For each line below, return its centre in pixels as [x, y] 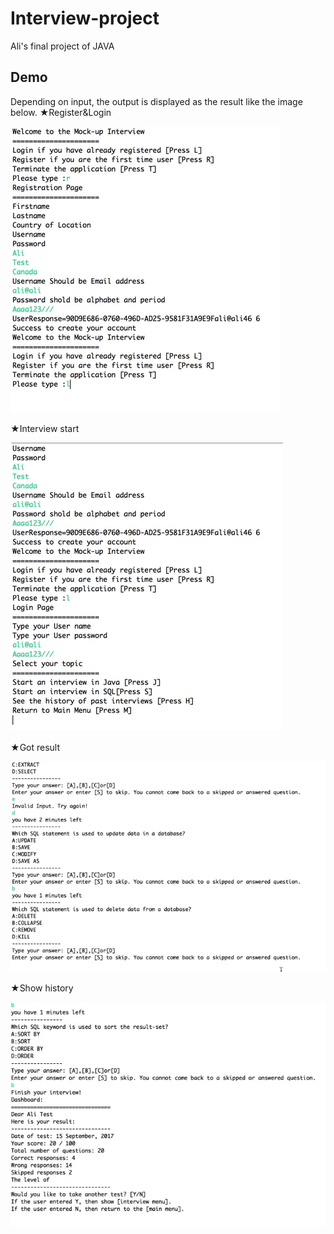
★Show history [42, 988]
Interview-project [85, 18]
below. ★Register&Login [61, 112]
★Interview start [45, 428]
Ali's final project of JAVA [62, 46]
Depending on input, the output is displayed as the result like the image [156, 101]
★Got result [35, 747]
